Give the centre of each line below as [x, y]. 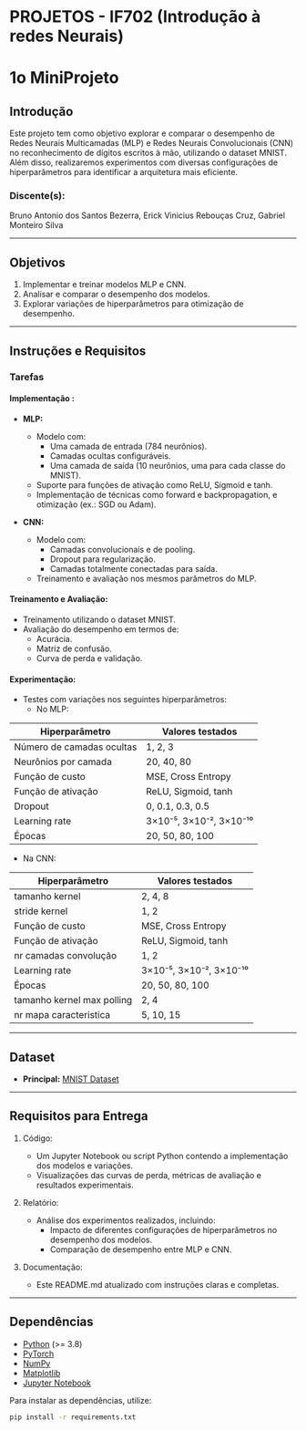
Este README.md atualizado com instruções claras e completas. [158, 1284]
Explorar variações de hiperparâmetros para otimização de [133, 304]
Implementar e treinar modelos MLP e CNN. [104, 285]
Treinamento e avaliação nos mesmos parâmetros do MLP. [146, 578]
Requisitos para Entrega [79, 1116]
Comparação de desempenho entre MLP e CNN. [141, 1249]
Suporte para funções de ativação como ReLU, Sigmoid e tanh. [154, 484]
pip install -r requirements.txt [73, 1417]
